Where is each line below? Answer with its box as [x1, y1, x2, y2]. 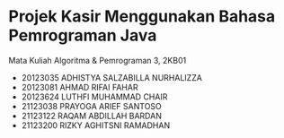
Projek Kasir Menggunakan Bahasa [8, 6, 276, 27]
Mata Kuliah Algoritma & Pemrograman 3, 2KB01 [8, 55, 187, 65]
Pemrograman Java [8, 25, 157, 46]
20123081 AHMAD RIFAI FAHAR [21, 82, 138, 92]
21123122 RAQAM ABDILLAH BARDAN [21, 110, 163, 121]
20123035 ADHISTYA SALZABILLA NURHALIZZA [21, 72, 203, 82]
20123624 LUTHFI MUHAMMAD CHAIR [21, 91, 168, 102]
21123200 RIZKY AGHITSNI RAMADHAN [21, 119, 171, 131]
